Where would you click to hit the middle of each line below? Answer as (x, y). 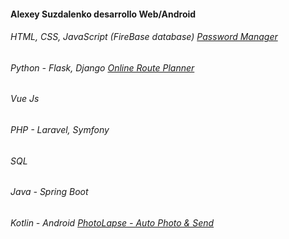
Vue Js (25, 99)
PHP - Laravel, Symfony (60, 130)
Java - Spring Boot (49, 192)
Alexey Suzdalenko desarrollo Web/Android (103, 14)
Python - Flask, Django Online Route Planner (102, 67)
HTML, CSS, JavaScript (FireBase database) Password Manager (144, 37)
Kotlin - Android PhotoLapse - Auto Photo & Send (112, 222)
